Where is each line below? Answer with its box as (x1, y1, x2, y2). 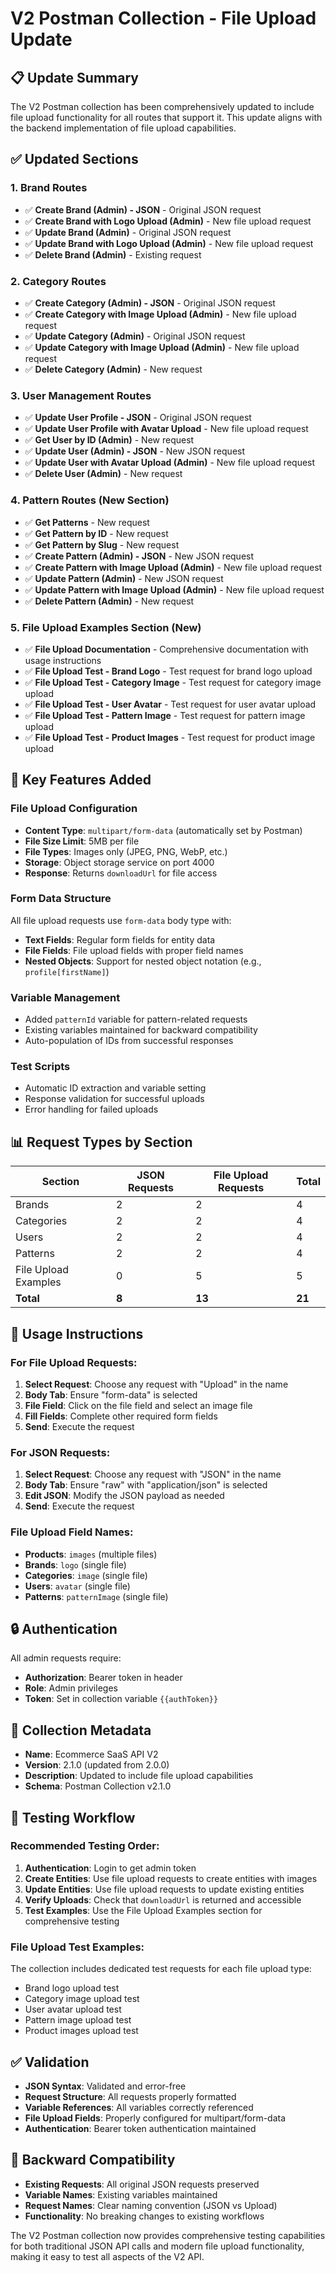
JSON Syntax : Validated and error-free (24, 2080, 187, 2092)
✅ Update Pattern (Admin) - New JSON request (24, 572, 224, 584)
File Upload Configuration (10, 802, 138, 816)
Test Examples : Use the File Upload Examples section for (24, 1904, 263, 1916)
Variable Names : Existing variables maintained (24, 2188, 218, 2201)
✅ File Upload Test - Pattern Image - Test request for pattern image (24, 709, 306, 721)
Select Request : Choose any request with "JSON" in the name (24, 1468, 282, 1481)
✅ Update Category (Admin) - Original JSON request (24, 330, 246, 342)
